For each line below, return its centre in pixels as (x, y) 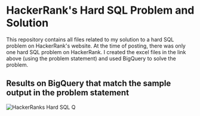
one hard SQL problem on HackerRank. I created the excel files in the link (96, 52)
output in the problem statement (68, 93)
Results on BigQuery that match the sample (89, 84)
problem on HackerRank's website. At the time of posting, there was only (96, 46)
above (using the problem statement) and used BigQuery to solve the (91, 58)
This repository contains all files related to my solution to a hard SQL (90, 39)
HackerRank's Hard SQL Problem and (100, 10)
